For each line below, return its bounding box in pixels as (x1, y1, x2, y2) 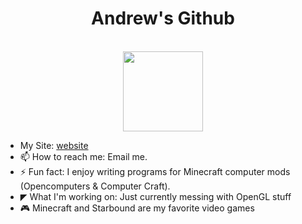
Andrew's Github (91, 7, 235, 30)
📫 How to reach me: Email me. (19, 150, 148, 162)
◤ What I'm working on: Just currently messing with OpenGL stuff (19, 190, 292, 202)
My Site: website (19, 139, 89, 151)
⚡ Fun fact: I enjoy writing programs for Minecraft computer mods (19, 165, 291, 177)
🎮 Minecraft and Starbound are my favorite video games (19, 202, 255, 214)
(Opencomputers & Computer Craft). (19, 180, 171, 192)
